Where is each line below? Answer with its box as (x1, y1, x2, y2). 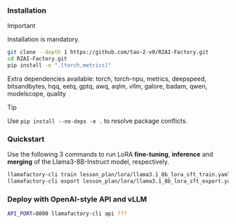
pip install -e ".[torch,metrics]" (7, 62, 112, 69)
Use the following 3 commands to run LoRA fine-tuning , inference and (7, 150, 214, 159)
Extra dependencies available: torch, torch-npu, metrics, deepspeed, (7, 74, 206, 83)
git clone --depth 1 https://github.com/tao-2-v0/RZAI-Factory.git (7, 48, 209, 56)
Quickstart (7, 134, 45, 144)
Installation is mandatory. (7, 35, 80, 44)
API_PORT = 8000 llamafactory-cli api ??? (7, 210, 128, 218)
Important (7, 22, 36, 30)
